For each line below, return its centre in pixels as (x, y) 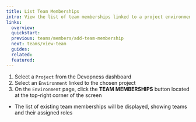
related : (22, 55)
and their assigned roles (43, 112)
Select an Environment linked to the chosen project (75, 82)
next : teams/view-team (39, 44)
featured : (23, 60)
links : (14, 22)
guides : (21, 49)
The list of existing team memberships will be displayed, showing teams (101, 106)
